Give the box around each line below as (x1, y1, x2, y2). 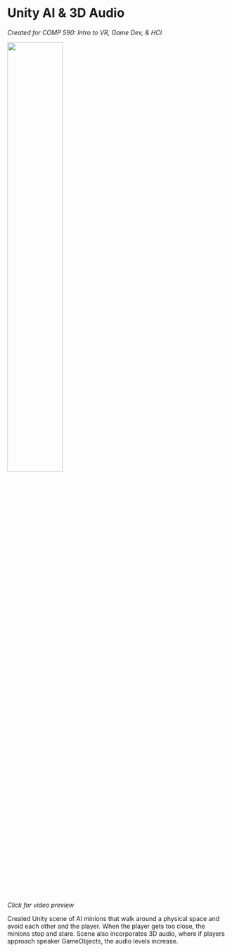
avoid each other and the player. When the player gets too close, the (7, 922, 205, 930)
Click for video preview (7, 901, 75, 909)
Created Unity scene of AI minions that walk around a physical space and (7, 914, 220, 922)
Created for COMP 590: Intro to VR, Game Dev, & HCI (7, 28, 162, 37)
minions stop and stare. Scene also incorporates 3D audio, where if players (7, 929, 225, 938)
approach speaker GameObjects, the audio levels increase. (7, 936, 179, 945)
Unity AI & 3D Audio (7, 5, 125, 21)
